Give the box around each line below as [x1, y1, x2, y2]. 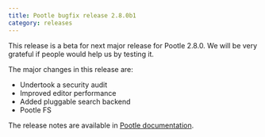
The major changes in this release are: [8, 64, 133, 74]
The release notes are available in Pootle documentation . [8, 120, 194, 130]
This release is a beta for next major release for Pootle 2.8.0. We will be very [8, 40, 258, 50]
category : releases [8, 19, 73, 27]
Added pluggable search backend [19, 97, 131, 106]
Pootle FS [19, 105, 52, 115]
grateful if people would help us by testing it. [8, 49, 155, 59]
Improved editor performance [19, 88, 117, 97]
